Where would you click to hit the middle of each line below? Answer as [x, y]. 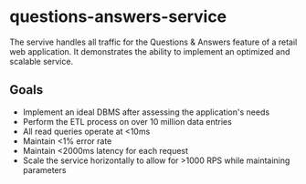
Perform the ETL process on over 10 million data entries [127, 121]
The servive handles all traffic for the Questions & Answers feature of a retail [153, 42]
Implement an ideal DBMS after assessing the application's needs [146, 112]
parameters [44, 169]
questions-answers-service [118, 17]
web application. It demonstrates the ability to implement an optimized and [150, 51]
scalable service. [42, 61]
